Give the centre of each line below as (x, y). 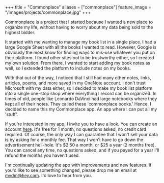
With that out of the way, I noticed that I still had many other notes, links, (78, 78)
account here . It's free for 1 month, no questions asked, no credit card (76, 129)
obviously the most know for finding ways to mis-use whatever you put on (80, 52)
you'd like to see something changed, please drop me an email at (71, 170)
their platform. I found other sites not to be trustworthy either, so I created (80, 58)
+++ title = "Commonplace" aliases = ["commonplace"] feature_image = (78, 7)
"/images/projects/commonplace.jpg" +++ (48, 12)
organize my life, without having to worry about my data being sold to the (79, 27)
